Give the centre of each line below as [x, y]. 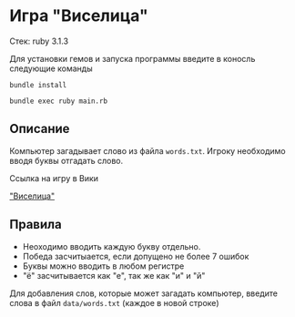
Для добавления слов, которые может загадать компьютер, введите [143, 293]
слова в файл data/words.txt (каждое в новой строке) [115, 302]
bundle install [38, 85]
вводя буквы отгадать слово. [66, 160]
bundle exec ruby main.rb [58, 101]
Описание [40, 129]
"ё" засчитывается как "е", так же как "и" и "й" [114, 275]
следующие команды [51, 68]
